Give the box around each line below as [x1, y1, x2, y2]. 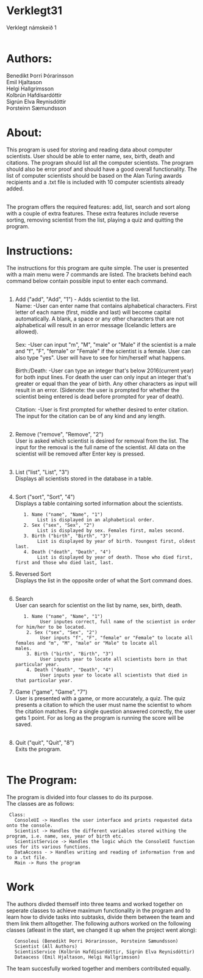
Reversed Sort [15, 570, 52, 578]
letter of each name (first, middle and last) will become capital [15, 308, 171, 316]
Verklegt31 [6, 4, 63, 18]
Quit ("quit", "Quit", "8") [15, 739, 74, 746]
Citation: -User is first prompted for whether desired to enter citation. [15, 405, 189, 413]
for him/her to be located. [15, 624, 87, 630]
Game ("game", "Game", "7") [15, 688, 88, 695]
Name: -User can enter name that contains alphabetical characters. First [15, 302, 197, 309]
